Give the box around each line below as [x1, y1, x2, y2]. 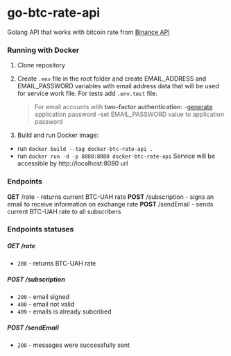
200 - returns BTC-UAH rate [17, 259, 96, 268]
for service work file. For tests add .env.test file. [17, 89, 157, 98]
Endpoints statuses [7, 225, 74, 234]
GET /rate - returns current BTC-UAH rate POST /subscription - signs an [7, 193, 214, 201]
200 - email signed [17, 293, 69, 301]
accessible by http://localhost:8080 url [17, 159, 128, 168]
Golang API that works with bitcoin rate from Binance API [7, 28, 170, 36]
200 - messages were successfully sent [17, 341, 130, 349]
